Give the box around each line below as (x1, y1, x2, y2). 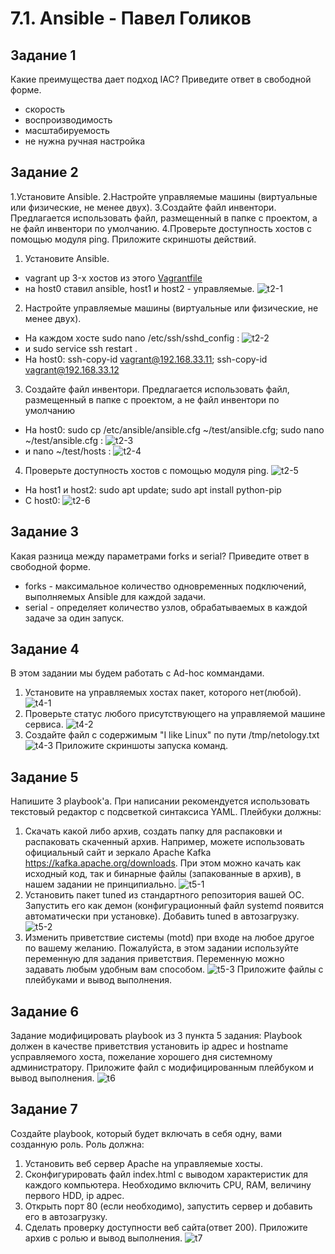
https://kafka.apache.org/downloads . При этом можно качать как (24, 857, 302, 869)
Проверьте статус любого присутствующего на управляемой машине (24, 708, 326, 720)
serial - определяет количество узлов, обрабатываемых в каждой (24, 601, 308, 613)
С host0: (24, 494, 61, 506)
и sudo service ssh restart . (24, 342, 138, 354)
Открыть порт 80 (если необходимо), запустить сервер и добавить (24, 1200, 313, 1212)
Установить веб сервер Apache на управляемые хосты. (24, 1157, 263, 1169)
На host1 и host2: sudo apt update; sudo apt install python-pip (24, 483, 282, 496)
